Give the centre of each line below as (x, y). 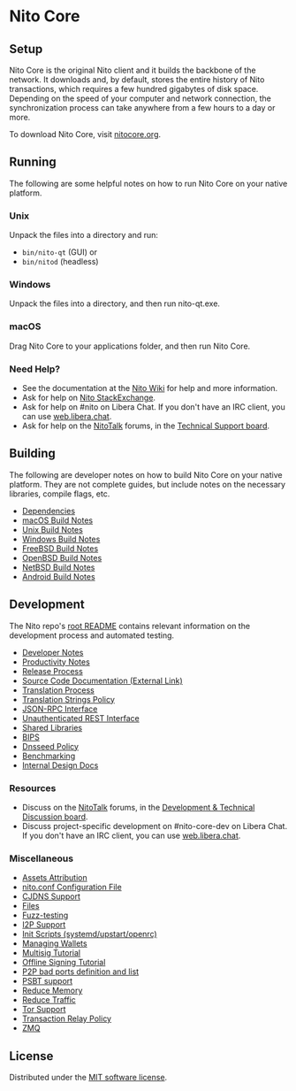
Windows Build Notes (61, 539)
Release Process (53, 671)
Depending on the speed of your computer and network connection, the (140, 98)
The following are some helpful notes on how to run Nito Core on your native (148, 183)
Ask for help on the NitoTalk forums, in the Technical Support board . (146, 426)
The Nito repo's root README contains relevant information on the (129, 626)
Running (33, 162)
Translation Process (58, 690)
